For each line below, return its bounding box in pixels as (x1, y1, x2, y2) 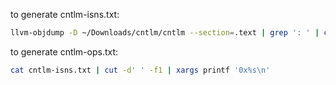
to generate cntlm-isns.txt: (10, 9, 120, 20)
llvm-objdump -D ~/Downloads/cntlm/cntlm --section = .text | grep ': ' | (10, 28, 320, 38)
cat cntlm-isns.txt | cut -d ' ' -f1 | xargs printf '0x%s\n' (10, 65, 271, 75)
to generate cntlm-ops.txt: (10, 45, 119, 58)
